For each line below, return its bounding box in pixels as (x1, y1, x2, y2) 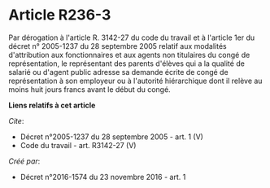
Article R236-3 (8, 6, 111, 24)
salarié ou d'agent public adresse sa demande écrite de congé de (8, 67, 229, 77)
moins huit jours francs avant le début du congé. (8, 84, 171, 94)
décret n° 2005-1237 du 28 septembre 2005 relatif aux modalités (8, 41, 227, 50)
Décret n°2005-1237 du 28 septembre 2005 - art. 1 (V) (20, 132, 203, 142)
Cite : (8, 116, 24, 125)
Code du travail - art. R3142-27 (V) (20, 140, 137, 150)
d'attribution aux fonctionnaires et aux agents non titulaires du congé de (8, 50, 250, 59)
